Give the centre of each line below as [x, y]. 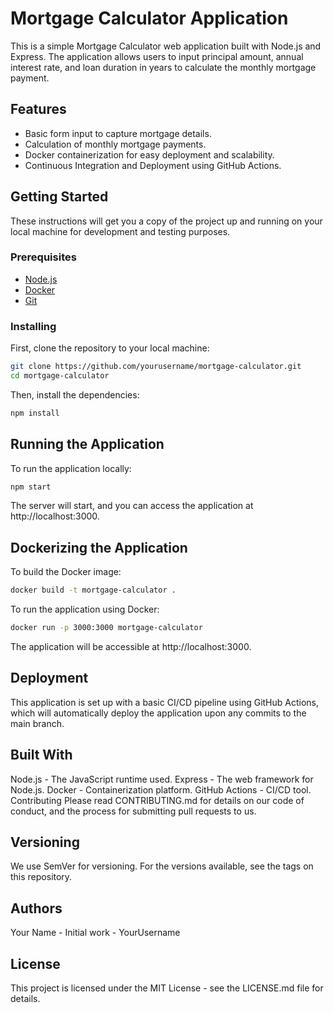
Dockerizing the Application [99, 547]
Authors [36, 908]
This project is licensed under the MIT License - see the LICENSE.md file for [167, 988]
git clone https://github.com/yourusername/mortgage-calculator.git [156, 367]
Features [38, 109]
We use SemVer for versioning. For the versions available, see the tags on [162, 866]
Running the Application [87, 444]
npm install [35, 413]
